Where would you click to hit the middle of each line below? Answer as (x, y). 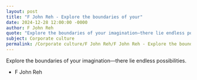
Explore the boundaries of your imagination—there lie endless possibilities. (96, 60)
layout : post (22, 11)
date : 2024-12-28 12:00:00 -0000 (47, 22)
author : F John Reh (30, 28)
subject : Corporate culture (40, 39)
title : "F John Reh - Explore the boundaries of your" (74, 17)
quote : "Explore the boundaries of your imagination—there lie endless (95, 33)
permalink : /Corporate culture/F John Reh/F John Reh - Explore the (91, 44)
